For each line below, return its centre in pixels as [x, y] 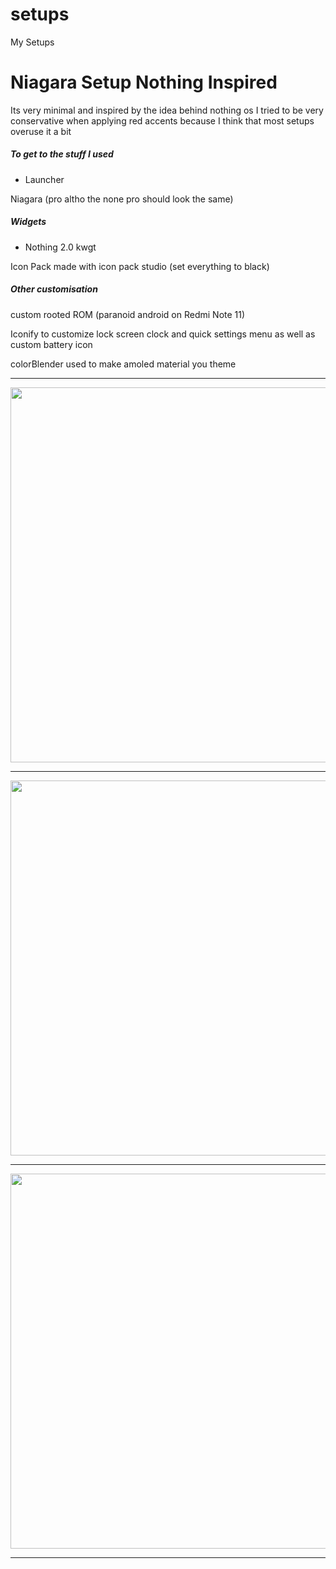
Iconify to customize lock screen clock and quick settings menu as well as [163, 334]
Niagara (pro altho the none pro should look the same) [122, 199]
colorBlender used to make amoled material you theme [123, 364]
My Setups [32, 42]
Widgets [28, 222]
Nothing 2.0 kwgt [60, 247]
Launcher [44, 179]
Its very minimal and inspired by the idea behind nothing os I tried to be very [167, 110]
